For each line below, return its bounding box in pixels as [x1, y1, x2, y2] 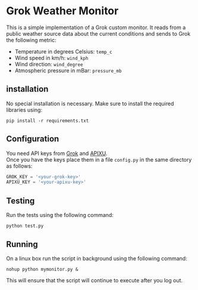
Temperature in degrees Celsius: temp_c [14, 48, 112, 55]
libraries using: [6, 106, 43, 114]
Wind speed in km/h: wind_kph [14, 54, 89, 61]
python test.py [6, 223, 44, 229]
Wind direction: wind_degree [14, 61, 83, 68]
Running [6, 239, 39, 249]
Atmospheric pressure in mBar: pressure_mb [14, 67, 122, 74]
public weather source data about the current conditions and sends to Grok [6, 30, 191, 37]
